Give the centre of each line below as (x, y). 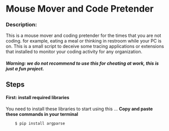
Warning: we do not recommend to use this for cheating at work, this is (82, 63)
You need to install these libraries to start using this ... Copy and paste (79, 109)
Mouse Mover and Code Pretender (80, 9)
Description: (21, 25)
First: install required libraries (38, 98)
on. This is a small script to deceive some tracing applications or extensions (85, 47)
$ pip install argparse (40, 123)
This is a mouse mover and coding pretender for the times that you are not (83, 35)
